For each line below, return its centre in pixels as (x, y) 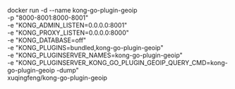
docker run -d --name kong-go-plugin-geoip (72, 10)
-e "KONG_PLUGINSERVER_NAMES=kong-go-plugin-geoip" (95, 55)
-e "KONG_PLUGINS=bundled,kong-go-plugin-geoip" (85, 48)
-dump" (67, 70)
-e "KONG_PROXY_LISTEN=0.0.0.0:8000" (68, 32)
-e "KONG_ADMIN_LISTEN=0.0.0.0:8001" (67, 25)
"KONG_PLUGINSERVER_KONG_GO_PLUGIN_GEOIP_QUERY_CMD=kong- (121, 63)
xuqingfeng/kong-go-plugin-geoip (58, 78)
